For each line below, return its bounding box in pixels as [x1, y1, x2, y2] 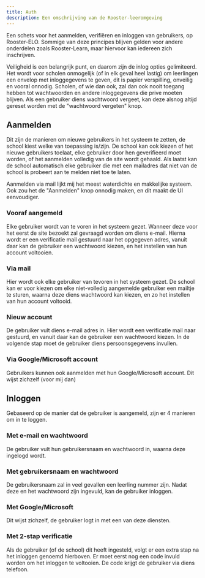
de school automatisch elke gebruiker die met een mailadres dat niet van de [6, 162, 198, 169]
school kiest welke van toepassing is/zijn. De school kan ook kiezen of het [6, 142, 193, 150]
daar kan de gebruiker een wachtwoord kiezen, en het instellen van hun [6, 242, 187, 249]
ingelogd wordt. [6, 452, 47, 459]
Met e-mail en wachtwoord [6, 432, 89, 440]
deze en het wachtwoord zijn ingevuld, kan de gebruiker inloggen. [6, 487, 173, 495]
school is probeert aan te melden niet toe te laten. [6, 169, 132, 176]
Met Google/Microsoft [6, 503, 73, 511]
